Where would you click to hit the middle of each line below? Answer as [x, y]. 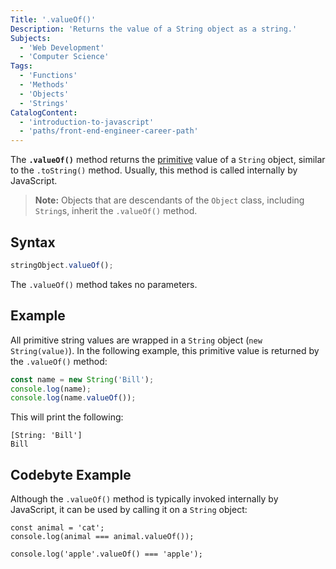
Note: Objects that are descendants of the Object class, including [169, 200]
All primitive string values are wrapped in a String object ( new [136, 340]
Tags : [21, 66]
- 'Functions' [48, 76]
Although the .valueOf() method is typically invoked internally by [144, 499]
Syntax [33, 242]
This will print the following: [67, 417]
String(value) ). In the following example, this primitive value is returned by [165, 350]
